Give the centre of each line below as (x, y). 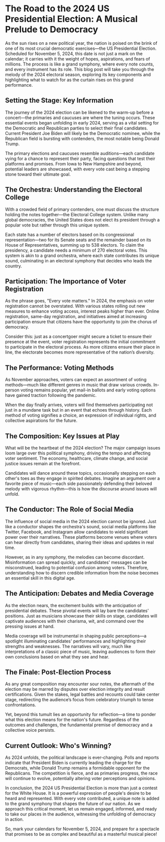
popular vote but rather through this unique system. (57, 225)
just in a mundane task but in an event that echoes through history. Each (78, 410)
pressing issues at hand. (30, 626)
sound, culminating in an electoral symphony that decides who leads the (79, 260)
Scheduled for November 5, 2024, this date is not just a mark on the (74, 53)
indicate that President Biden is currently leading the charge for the (73, 763)
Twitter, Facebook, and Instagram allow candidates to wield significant (76, 532)
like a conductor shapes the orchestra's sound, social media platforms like (81, 526)
